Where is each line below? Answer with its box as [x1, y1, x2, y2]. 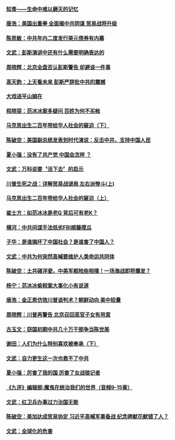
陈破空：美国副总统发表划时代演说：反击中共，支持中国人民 [6, 136, 151, 144]
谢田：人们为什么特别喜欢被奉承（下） [6, 340, 99, 347]
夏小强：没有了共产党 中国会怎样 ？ [6, 151, 91, 158]
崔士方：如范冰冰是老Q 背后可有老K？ [6, 209, 98, 216]
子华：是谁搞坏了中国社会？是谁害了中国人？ [6, 238, 115, 245]
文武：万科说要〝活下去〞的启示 [6, 165, 84, 173]
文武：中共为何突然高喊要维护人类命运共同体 [6, 253, 115, 260]
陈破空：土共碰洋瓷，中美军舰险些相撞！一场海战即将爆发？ [6, 268, 151, 275]
